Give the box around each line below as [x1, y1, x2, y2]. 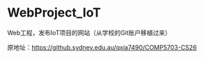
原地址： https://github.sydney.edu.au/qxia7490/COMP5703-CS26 [7, 43, 197, 51]
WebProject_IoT [7, 5, 101, 21]
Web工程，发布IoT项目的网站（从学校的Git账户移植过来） [7, 28, 172, 37]
